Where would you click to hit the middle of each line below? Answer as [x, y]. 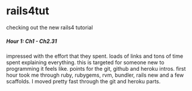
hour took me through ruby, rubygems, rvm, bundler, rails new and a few [95, 75]
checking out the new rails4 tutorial [50, 27]
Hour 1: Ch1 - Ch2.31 [32, 41]
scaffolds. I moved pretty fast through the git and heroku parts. [83, 81]
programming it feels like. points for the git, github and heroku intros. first [96, 68]
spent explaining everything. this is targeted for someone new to [85, 62]
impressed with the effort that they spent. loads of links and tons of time [95, 56]
